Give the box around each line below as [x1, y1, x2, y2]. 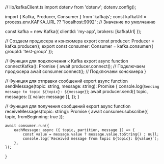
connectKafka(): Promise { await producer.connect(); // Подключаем [5, 64, 145, 69]
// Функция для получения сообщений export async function [5, 103, 131, 109]
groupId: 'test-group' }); [5, 49, 54, 54]
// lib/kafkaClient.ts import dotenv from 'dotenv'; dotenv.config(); [5, 4, 137, 10]
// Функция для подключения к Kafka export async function [5, 58, 129, 64]
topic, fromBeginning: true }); [5, 114, 64, 120]
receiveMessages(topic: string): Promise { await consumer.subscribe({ [5, 108, 148, 114]
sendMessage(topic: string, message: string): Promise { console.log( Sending [5, 83, 160, 89]
